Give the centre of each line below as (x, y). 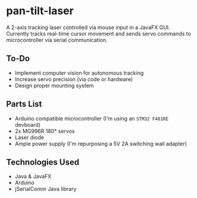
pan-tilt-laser (40, 11)
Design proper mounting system (54, 85)
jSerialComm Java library (46, 189)
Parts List (24, 104)
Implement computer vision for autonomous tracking (79, 73)
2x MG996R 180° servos (45, 131)
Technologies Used (43, 162)
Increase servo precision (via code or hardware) (74, 79)
